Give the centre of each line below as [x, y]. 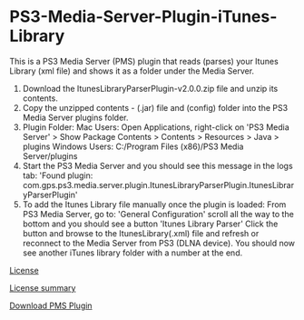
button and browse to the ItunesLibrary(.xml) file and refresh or [141, 233]
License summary [43, 287]
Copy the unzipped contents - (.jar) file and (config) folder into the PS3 [155, 107]
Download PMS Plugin [51, 305]
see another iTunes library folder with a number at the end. [132, 253]
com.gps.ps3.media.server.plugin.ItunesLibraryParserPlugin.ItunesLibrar [158, 185]
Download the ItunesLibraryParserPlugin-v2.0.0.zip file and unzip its [150, 88]
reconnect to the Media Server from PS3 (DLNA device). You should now [159, 243]
